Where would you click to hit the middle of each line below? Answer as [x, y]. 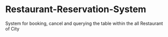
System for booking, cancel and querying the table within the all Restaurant [84, 23]
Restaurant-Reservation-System [76, 9]
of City [12, 28]
